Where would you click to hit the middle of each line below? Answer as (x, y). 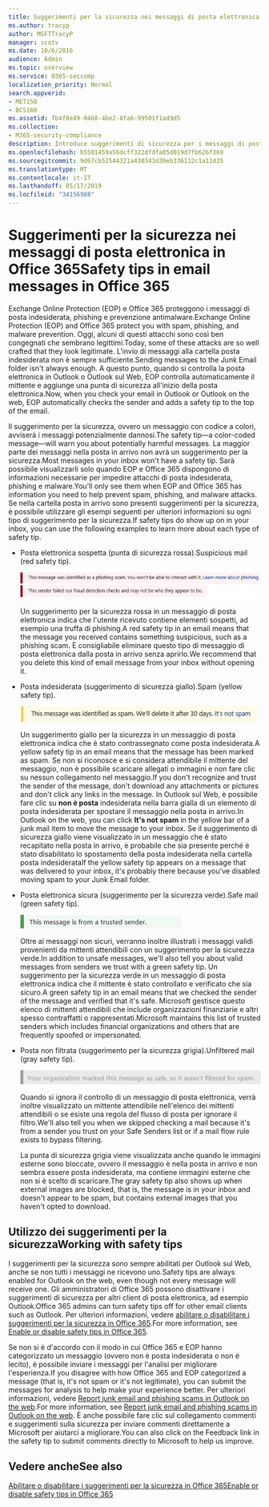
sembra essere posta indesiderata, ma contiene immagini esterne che (135, 1173)
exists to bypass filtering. (61, 1140)
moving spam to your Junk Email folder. (85, 880)
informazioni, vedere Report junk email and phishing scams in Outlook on (129, 1399)
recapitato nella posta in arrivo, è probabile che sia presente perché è (134, 845)
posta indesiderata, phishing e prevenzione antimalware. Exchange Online (129, 317)
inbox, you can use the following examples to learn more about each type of (134, 529)
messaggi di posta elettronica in (117, 252)
